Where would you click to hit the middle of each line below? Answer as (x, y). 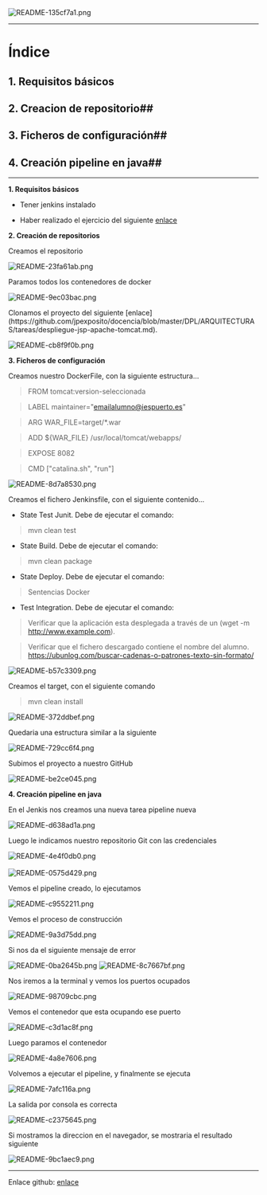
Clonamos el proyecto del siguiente (66, 313)
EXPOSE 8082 (51, 453)
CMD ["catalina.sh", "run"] (71, 468)
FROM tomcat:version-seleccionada (87, 392)
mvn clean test (52, 531)
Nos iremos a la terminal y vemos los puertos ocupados (99, 981)
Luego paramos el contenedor (58, 1043)
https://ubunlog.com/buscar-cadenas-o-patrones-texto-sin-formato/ (141, 656)
